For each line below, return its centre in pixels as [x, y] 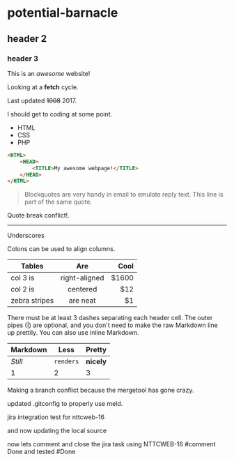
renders [67, 362]
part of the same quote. [58, 202]
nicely [96, 362]
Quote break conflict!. [38, 216]
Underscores [26, 236]
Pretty [96, 350]
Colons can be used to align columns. [61, 249]
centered [82, 289]
